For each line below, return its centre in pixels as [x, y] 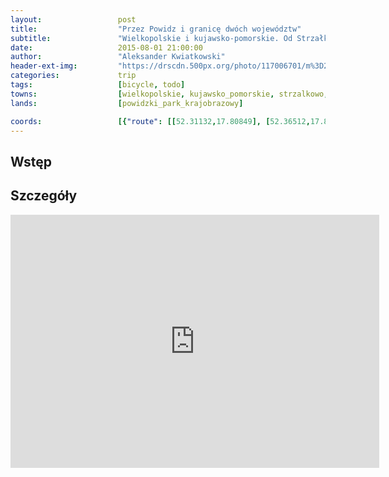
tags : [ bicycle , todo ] [98, 85]
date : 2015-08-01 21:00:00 [106, 47]
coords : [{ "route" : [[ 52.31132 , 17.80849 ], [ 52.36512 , [160, 121]
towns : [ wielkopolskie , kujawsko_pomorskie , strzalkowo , [169, 94]
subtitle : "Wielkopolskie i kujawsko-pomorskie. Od [151, 38]
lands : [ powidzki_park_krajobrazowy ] [127, 103]
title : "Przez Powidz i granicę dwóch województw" [156, 29]
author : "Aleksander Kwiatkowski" [118, 57]
